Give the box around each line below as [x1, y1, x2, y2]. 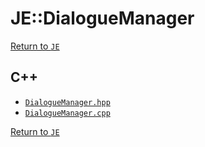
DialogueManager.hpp [24, 97, 111, 107]
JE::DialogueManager [10, 7, 195, 30]
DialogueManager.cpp [24, 108, 111, 118]
